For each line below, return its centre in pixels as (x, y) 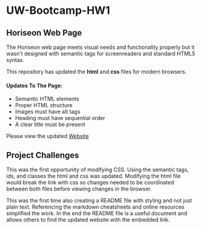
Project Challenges (43, 155)
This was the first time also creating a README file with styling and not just (99, 201)
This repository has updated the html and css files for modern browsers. (97, 72)
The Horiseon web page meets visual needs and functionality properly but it (100, 47)
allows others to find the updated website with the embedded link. (88, 220)
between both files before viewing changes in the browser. (79, 189)
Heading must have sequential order (60, 118)
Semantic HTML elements (47, 99)
